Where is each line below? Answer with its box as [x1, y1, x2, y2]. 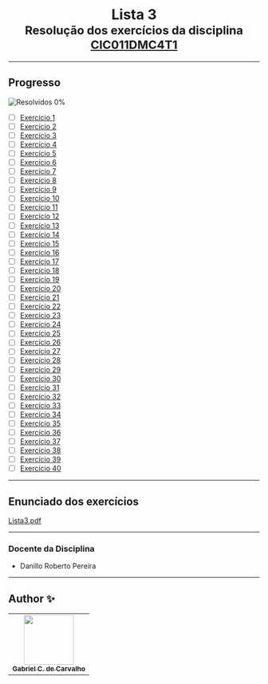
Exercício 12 [19, 211, 60, 221]
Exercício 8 [19, 175, 57, 185]
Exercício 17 [19, 257, 60, 266]
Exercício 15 [19, 238, 60, 248]
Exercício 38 [19, 446, 61, 455]
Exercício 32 [19, 391, 61, 401]
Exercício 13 [19, 221, 60, 230]
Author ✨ [8, 592, 56, 605]
